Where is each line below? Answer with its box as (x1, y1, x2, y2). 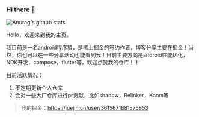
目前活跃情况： (6, 72, 43, 79)
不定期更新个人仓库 (14, 84, 63, 91)
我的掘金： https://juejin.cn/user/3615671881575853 (20, 104, 148, 112)
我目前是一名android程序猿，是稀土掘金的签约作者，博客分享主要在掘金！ (6, 44, 189, 51)
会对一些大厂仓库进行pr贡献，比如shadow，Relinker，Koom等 (14, 92, 170, 99)
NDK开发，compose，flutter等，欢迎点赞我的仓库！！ (6, 59, 140, 66)
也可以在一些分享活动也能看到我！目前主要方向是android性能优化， (22, 51, 189, 59)
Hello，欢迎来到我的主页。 (6, 31, 72, 38)
